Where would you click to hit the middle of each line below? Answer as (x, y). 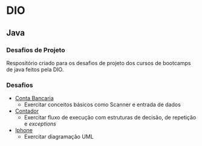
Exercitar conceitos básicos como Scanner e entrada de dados (103, 105)
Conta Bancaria (34, 98)
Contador (27, 111)
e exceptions (40, 124)
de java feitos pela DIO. (35, 69)
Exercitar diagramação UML (59, 137)
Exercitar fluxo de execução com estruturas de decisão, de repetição (110, 118)
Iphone (24, 130)
